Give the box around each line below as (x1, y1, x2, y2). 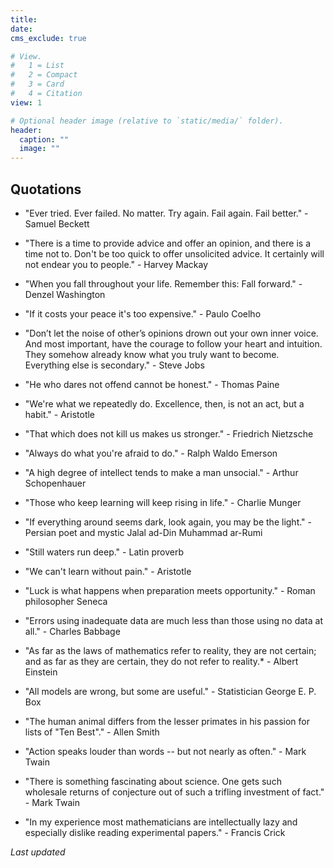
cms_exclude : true (10, 33, 87, 43)
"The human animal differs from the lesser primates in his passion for (24, 715, 311, 727)
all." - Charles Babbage (24, 625, 121, 637)
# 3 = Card (10, 79, 65, 90)
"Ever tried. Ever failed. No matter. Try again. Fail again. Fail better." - (24, 207, 309, 219)
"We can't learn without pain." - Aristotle (24, 565, 192, 577)
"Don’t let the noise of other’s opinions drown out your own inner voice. (24, 327, 319, 339)
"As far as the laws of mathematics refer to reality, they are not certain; (24, 644, 317, 656)
